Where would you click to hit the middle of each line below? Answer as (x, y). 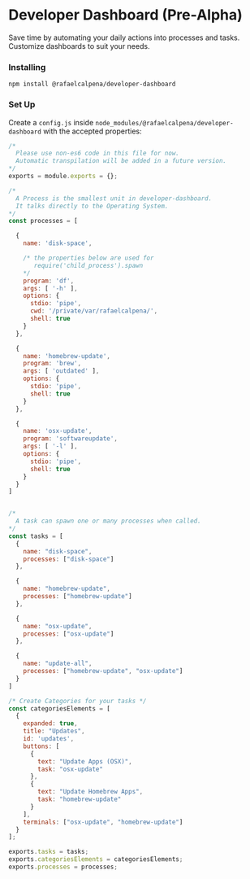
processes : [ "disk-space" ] (69, 559)
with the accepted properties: (93, 131)
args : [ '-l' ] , (51, 446)
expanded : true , (51, 724)
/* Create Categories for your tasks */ (78, 701)
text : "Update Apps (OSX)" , (85, 761)
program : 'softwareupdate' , (70, 439)
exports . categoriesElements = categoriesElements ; (96, 859)
